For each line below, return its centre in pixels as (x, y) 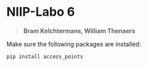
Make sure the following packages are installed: (74, 44)
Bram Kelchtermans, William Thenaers (79, 31)
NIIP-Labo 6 (41, 12)
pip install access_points (45, 56)
